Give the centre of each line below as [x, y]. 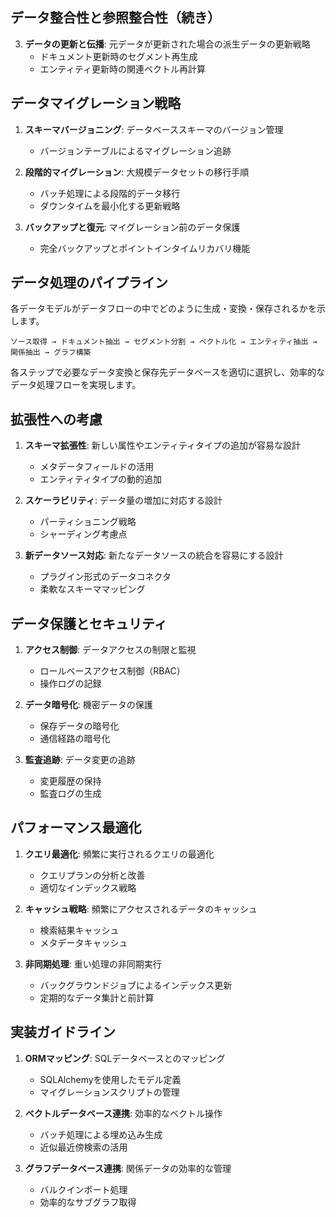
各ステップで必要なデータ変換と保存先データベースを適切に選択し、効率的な [168, 372]
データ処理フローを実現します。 [76, 385]
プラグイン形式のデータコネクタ [105, 577]
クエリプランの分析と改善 [92, 875]
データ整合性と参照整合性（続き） [115, 18]
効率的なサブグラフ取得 [88, 1202]
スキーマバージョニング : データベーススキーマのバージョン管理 [154, 129]
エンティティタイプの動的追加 [100, 479]
